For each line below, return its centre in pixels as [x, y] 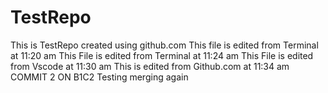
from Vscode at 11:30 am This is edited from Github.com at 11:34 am [150, 66]
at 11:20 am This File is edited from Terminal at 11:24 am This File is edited [162, 55]
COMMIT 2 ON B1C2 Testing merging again [99, 77]
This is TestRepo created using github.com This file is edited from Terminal [164, 45]
